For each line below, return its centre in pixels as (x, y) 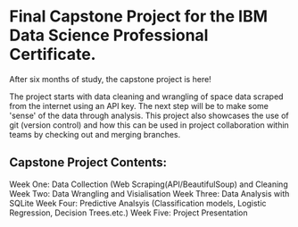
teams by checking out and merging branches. (95, 134)
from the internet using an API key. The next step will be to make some (139, 105)
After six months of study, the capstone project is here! (110, 79)
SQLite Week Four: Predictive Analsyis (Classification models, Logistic (138, 203)
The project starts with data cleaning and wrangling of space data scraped (146, 97)
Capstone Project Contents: (88, 163)
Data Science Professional (109, 35)
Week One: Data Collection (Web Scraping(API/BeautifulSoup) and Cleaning (149, 184)
